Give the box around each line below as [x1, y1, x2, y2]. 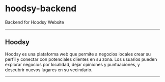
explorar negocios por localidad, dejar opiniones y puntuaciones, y [5, 61, 140, 67]
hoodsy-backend [5, 3, 77, 14]
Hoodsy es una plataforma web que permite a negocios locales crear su [5, 51, 151, 57]
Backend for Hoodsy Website [5, 19, 64, 25]
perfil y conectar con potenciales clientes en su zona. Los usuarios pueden [5, 56, 157, 62]
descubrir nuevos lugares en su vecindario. [5, 67, 93, 73]
